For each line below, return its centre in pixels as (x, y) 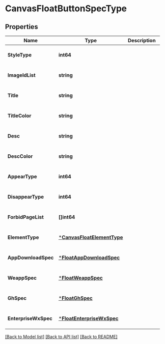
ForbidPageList (26, 217)
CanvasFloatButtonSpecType (66, 9)
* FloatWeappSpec (81, 278)
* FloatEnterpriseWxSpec (89, 318)
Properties (22, 27)
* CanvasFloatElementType (91, 237)
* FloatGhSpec (76, 298)
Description (142, 41)
